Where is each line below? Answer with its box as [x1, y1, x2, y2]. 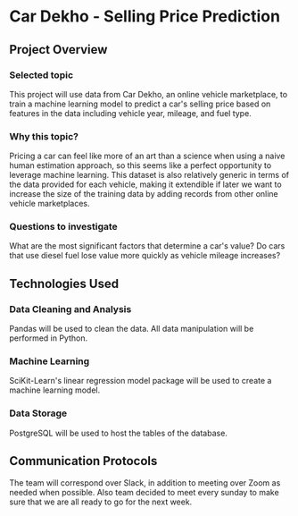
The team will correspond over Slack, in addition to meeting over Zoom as [9, 477, 281, 488]
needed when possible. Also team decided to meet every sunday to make [9, 486, 279, 497]
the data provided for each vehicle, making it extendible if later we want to [9, 179, 283, 190]
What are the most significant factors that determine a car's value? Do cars [9, 241, 286, 251]
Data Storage [9, 407, 68, 419]
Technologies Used [9, 275, 119, 292]
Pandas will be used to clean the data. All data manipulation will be [9, 324, 254, 334]
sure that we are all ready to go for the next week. [9, 496, 193, 507]
